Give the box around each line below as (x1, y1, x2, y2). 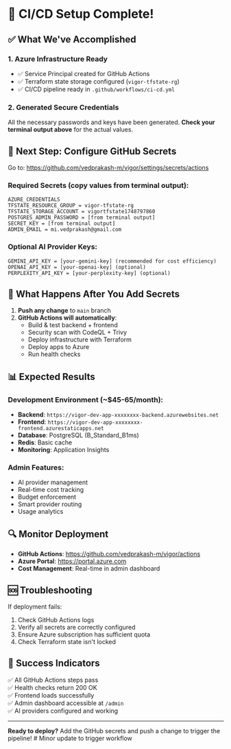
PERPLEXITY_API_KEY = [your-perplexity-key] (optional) (8, 270, 171, 276)
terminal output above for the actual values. (8, 126, 133, 134)
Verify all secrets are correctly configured (17, 623, 136, 631)
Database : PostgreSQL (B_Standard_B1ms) (17, 431, 139, 440)
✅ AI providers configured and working (8, 706, 119, 715)
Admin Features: (8, 463, 64, 472)
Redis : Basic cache (17, 438, 73, 447)
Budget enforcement (17, 493, 77, 501)
